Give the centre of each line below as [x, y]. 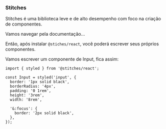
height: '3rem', [27, 95]
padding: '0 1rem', [31, 91]
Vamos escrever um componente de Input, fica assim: [62, 59]
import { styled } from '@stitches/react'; [52, 69]
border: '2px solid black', [44, 113]
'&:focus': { [24, 109]
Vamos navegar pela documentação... [45, 34]
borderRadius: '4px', [33, 86]
